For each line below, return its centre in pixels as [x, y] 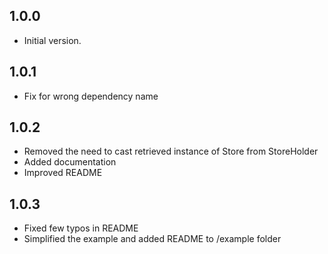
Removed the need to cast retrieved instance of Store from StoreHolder [171, 151]
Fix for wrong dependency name [91, 96]
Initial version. [52, 40]
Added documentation [70, 162]
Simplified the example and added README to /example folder [152, 239]
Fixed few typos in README [81, 228]
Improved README [63, 173]
